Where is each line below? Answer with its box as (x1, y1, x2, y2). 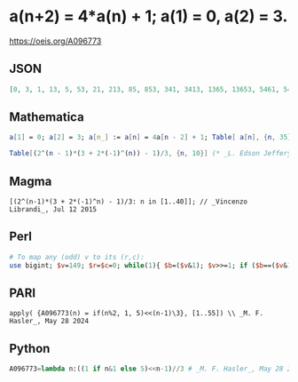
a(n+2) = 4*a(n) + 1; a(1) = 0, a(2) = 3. (9, 6, 288, 27)
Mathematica (9, 109, 84, 125)
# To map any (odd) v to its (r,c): (9, 252, 145, 261)
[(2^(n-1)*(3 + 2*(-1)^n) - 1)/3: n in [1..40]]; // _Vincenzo (9, 197, 248, 206)
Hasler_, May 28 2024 (9, 317, 90, 326)
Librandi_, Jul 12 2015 (9, 205, 98, 214)
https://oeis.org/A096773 (9, 36, 102, 46)
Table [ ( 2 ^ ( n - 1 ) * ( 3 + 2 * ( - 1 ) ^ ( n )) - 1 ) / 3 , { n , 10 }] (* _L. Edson (9, 149, 260, 158)
